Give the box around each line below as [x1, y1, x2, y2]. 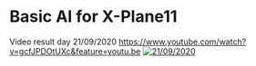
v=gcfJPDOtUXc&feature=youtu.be [9, 45, 141, 56]
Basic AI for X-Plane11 [9, 6, 178, 27]
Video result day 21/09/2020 [9, 36, 117, 47]
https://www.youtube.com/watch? [118, 36, 247, 47]
